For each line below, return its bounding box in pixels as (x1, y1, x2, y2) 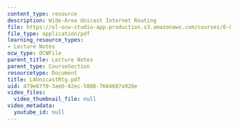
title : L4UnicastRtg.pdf (7, 75, 81, 83)
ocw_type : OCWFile (7, 50, 62, 57)
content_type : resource (7, 10, 78, 18)
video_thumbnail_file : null (13, 96, 97, 103)
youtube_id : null (13, 109, 65, 116)
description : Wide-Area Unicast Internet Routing (7, 17, 157, 24)
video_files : (7, 89, 46, 96)
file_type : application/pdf (7, 30, 91, 37)
